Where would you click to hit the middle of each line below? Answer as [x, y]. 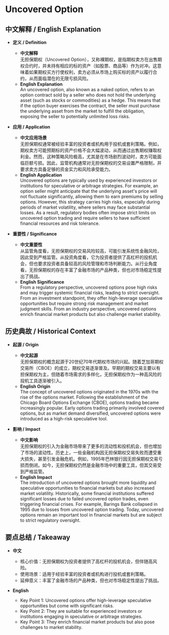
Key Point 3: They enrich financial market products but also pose [87, 622]
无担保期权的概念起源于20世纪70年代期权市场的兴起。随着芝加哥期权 [92, 362]
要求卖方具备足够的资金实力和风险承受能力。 [67, 169]
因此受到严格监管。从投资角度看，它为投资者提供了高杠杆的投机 [86, 257]
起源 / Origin [25, 344]
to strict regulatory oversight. [50, 520]
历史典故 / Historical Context [50, 331]
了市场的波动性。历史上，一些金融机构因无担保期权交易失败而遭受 [89, 452]
